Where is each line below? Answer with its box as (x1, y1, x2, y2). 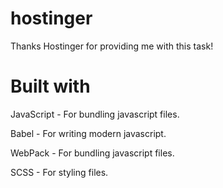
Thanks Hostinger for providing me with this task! (10, 40, 214, 52)
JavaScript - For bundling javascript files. (10, 108, 180, 120)
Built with (10, 75, 91, 98)
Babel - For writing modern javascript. (10, 127, 167, 139)
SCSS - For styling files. (10, 166, 109, 178)
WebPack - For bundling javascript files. (10, 147, 175, 159)
